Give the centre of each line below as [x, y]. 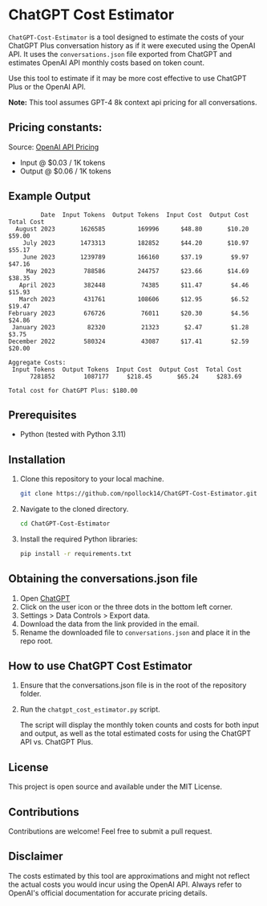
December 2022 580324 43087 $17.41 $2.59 [129, 341]
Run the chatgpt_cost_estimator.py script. [90, 709]
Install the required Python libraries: [79, 539]
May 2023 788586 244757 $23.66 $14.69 [138, 271]
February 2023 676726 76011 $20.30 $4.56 [129, 313]
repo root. [36, 641]
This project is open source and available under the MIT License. [115, 787]
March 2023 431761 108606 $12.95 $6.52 [134, 299]
